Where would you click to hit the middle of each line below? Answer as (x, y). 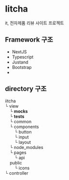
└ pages (18, 152)
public (16, 163)
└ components (24, 127)
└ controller (17, 173)
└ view (12, 106)
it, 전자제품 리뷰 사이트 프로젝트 (34, 23)
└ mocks (19, 111)
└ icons (22, 168)
